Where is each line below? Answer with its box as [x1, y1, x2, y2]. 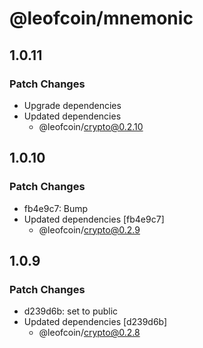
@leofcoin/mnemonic [9, 7, 194, 30]
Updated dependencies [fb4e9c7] [23, 213, 165, 225]
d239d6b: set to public [23, 305, 119, 317]
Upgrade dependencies [23, 99, 122, 111]
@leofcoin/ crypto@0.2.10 [38, 120, 144, 132]
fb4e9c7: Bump [23, 202, 89, 214]
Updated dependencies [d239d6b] [23, 316, 168, 328]
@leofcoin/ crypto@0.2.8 [38, 327, 141, 339]
